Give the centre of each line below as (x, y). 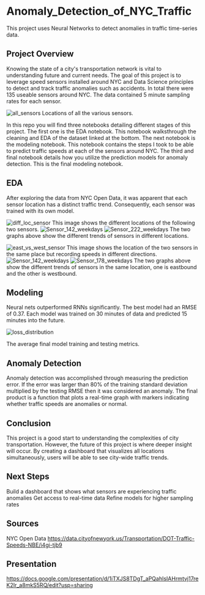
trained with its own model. (40, 211)
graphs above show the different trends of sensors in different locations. (98, 235)
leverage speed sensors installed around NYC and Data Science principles (100, 81)
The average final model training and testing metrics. (73, 344)
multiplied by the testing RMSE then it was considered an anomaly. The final (102, 391)
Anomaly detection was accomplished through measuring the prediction (97, 378)
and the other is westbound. (42, 273)
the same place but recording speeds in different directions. (82, 254)
